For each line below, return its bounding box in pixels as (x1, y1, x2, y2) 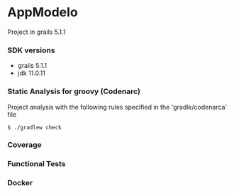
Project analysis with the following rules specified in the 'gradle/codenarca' (7, 103, 228, 111)
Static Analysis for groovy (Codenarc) (7, 86, 140, 96)
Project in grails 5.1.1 (7, 28, 66, 36)
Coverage (7, 140, 43, 150)
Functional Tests (7, 159, 66, 169)
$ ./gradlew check (7, 124, 62, 131)
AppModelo (7, 4, 78, 21)
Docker (7, 178, 33, 188)
